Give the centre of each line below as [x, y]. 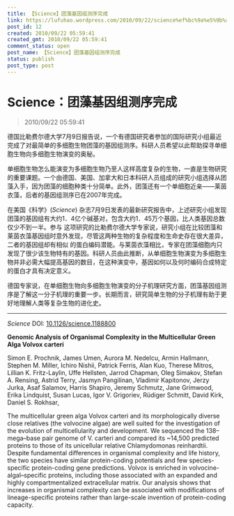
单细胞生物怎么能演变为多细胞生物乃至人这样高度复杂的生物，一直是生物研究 [117, 169]
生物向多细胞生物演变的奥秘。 [56, 153]
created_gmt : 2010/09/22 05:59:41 [57, 40]
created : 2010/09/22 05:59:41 [51, 33]
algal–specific [27, 475]
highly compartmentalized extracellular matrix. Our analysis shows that [109, 483]
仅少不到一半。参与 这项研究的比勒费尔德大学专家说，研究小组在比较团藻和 [115, 227]
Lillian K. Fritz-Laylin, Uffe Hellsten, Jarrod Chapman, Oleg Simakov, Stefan [115, 372]
